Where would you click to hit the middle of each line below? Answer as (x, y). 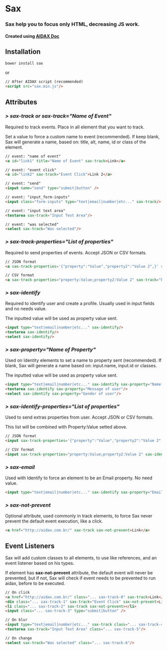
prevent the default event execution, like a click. (54, 521)
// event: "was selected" (32, 224)
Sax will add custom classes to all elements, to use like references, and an (81, 557)
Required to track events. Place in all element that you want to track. (75, 127)
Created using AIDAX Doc (32, 36)
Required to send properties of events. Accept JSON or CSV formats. (76, 252)
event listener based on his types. (40, 563)
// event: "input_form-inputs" (38, 197)
